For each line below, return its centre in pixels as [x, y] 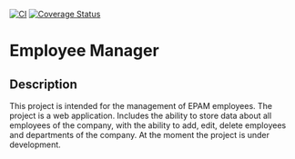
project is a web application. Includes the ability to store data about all [141, 115]
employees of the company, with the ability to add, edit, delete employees [148, 125]
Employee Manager [84, 51]
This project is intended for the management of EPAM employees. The [141, 106]
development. [35, 144]
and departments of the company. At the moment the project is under [140, 135]
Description [43, 84]
